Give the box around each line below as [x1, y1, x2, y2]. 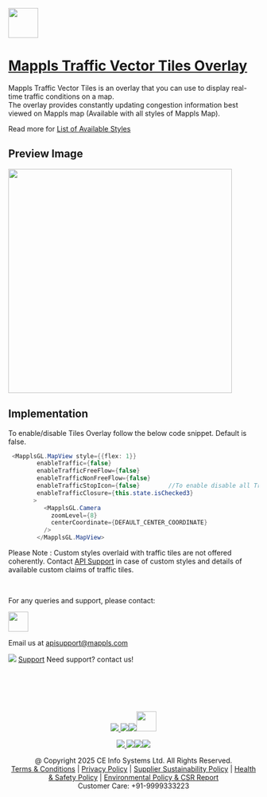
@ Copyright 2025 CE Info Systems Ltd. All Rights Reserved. [34, 756, 233, 765]
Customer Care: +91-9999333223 [77, 781, 190, 791]
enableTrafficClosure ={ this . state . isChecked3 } [37, 489, 194, 497]
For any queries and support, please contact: [8, 596, 156, 606]
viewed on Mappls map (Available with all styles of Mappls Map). [8, 108, 221, 118]
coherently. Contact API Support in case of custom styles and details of [8, 556, 242, 566]
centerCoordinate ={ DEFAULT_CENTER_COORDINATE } [50, 519, 208, 527]
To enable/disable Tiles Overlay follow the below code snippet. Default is [8, 428, 247, 438]
